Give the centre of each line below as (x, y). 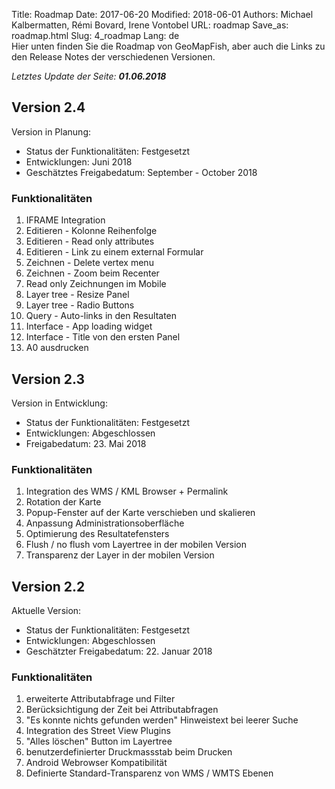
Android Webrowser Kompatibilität (96, 763)
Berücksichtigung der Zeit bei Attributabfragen (122, 710)
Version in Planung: (51, 131)
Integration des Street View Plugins (98, 731)
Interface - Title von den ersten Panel (103, 337)
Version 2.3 (48, 379)
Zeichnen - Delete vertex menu (89, 263)
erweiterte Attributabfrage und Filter (100, 699)
